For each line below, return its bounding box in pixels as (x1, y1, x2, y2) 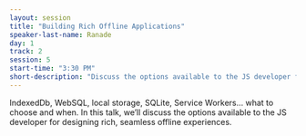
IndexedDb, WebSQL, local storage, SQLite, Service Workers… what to (9, 97, 274, 108)
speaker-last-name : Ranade (9, 30, 112, 39)
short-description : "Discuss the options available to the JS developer (9, 73, 291, 82)
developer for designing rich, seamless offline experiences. (9, 116, 232, 127)
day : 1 (9, 38, 35, 48)
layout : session (9, 13, 71, 23)
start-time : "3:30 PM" (9, 64, 96, 73)
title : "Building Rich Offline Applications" (9, 22, 185, 31)
